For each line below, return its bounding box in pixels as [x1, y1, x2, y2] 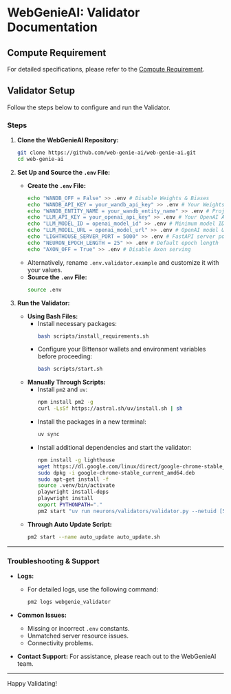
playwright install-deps [37, 488, 109, 496]
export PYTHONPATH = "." [37, 501, 103, 508]
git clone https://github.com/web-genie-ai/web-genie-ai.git [16, 149, 197, 156]
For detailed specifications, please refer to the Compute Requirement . [7, 65, 205, 73]
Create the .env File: [27, 181, 86, 190]
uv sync [37, 431, 60, 438]
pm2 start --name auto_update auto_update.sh [27, 533, 160, 541]
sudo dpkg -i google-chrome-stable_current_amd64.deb [37, 469, 195, 476]
